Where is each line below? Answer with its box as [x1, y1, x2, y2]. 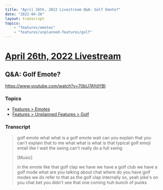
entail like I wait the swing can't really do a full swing [17, 145, 123, 151]
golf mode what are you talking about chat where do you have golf [17, 169, 151, 175]
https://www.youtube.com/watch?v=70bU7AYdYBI [5, 83, 106, 89]
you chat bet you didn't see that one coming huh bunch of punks [17, 179, 147, 185]
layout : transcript [5, 16, 45, 21]
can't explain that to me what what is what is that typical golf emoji [17, 140, 151, 146]
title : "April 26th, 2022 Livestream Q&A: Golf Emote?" [5, 7, 121, 12]
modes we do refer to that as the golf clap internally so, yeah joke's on [17, 174, 159, 180]
